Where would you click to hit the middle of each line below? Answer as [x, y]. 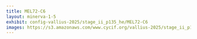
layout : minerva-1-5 [31, 17]
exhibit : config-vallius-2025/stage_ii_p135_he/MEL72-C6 [77, 22]
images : [16, 27]
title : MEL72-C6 [26, 11]
